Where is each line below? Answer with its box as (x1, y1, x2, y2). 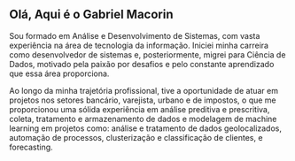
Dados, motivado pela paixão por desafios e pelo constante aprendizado (9, 58, 275, 69)
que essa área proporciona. (9, 68, 110, 79)
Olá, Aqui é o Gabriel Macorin (9, 7, 175, 22)
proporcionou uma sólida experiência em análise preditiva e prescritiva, (9, 103, 270, 114)
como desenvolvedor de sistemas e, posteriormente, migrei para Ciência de (9, 49, 286, 60)
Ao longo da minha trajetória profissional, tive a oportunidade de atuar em (9, 85, 279, 96)
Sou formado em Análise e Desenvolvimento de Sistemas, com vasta (9, 30, 260, 41)
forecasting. (9, 142, 53, 152)
